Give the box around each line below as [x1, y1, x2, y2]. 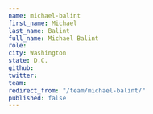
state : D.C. [8, 57, 48, 65]
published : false [8, 94, 67, 102]
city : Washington [8, 49, 67, 57]
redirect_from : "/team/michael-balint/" [8, 86, 147, 95]
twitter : [8, 71, 38, 79]
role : [8, 42, 27, 50]
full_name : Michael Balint [8, 34, 99, 43]
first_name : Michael [8, 19, 78, 27]
